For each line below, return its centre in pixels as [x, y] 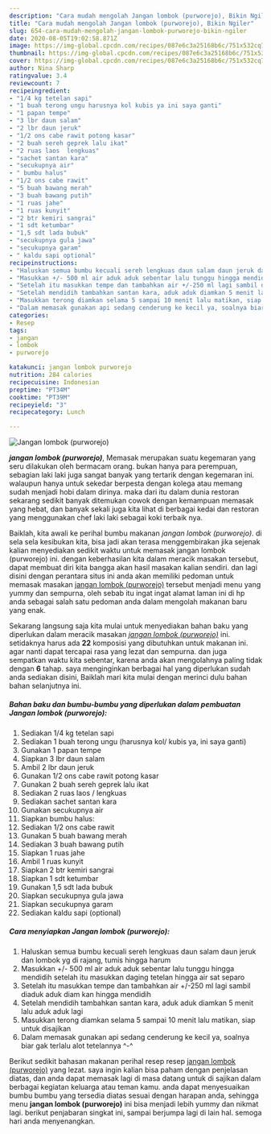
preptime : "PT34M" [40, 390]
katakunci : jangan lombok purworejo [70, 367]
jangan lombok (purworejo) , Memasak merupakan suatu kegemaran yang [132, 458]
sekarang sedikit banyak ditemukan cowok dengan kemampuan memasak [131, 501]
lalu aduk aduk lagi [52, 1012]
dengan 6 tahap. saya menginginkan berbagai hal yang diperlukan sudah [130, 668]
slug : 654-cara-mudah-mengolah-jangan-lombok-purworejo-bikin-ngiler [128, 31]
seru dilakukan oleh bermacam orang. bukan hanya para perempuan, [123, 466]
